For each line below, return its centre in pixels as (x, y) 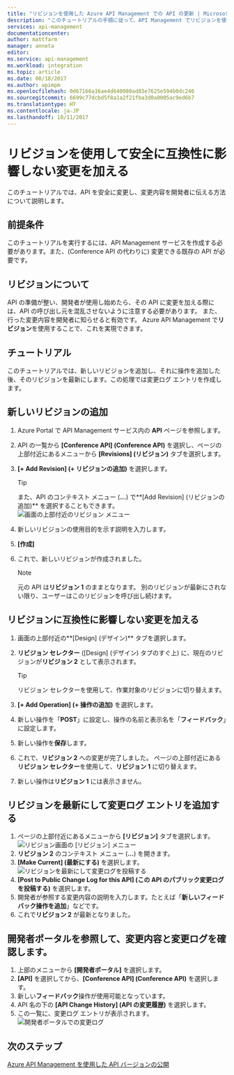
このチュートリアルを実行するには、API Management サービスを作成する (112, 243)
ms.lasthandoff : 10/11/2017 (48, 117)
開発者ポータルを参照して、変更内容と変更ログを (112, 939)
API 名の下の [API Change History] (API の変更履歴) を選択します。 (114, 1005)
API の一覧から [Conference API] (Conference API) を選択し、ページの (119, 445)
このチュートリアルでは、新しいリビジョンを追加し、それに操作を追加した (114, 371)
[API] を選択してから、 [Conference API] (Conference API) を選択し (115, 979)
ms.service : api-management (48, 59)
